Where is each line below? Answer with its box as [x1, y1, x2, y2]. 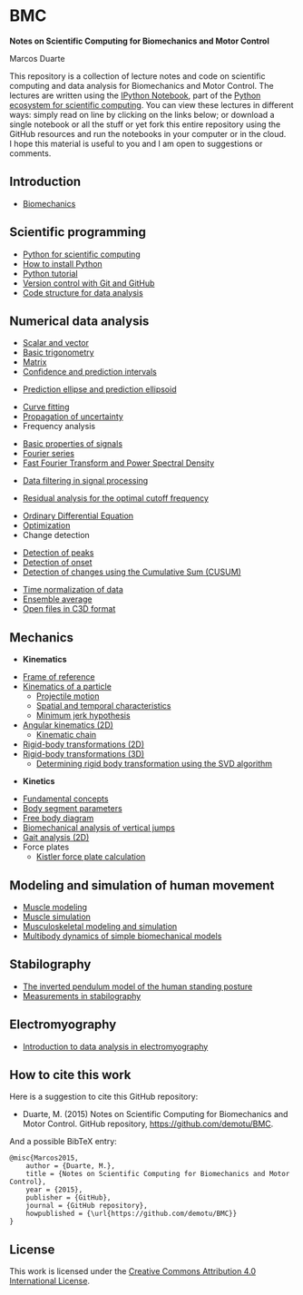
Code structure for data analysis [22, 287, 143, 298]
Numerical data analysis [9, 313, 150, 329]
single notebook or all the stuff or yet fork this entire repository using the [9, 119, 281, 130]
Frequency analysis [22, 421, 96, 432]
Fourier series [22, 448, 75, 459]
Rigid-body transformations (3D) [22, 749, 145, 760]
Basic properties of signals [22, 438, 123, 449]
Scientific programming [9, 224, 147, 240]
